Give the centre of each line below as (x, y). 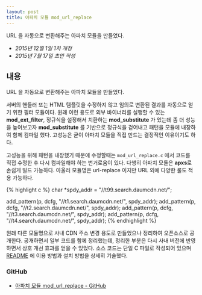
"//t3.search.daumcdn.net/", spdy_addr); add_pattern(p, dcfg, (82, 214)
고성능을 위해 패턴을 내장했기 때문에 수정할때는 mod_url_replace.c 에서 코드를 (99, 155)
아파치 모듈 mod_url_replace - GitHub (61, 285)
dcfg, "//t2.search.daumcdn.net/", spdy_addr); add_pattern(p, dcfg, (90, 208)
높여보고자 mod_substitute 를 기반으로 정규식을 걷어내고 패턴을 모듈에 (96, 128)
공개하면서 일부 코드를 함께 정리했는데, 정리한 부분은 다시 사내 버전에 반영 (110, 241)
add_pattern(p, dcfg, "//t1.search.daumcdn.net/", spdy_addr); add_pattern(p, (101, 202)
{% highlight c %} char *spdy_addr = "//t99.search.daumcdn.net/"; (89, 190)
